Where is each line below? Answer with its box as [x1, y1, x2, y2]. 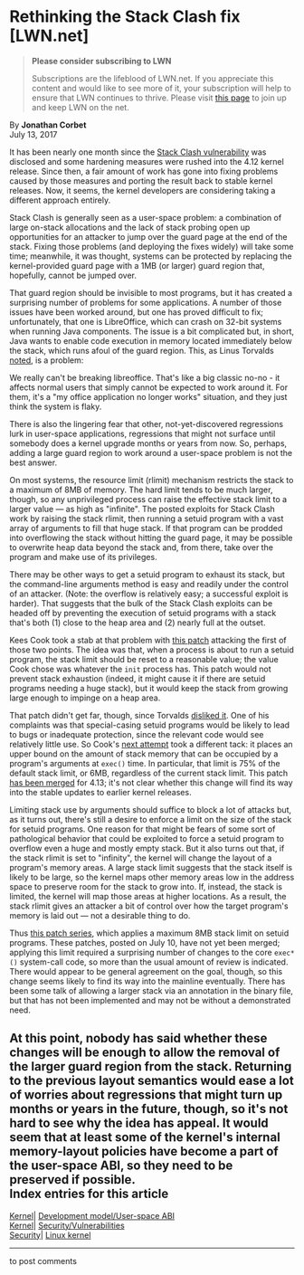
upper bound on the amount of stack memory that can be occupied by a [9, 748, 279, 759]
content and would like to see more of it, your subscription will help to [31, 82, 291, 93]
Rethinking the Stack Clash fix [9, 6, 241, 27]
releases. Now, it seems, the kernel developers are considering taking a [9, 185, 276, 195]
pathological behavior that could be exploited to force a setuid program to [9, 833, 285, 843]
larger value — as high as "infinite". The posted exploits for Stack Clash [9, 503, 276, 514]
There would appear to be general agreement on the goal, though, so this [9, 966, 283, 976]
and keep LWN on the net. [31, 101, 129, 112]
